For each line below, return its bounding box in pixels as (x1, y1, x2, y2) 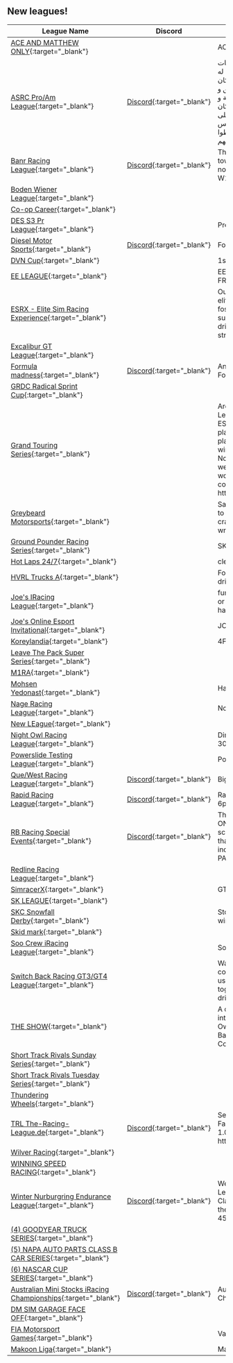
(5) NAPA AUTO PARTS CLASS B (10, 1244, 118, 1254)
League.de (10, 1127, 46, 1137)
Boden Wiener (10, 184, 58, 194)
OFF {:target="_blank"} (10, 1313, 83, 1323)
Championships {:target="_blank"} (10, 1293, 121, 1303)
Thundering (10, 1090, 49, 1099)
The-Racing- (25, 1119, 70, 1128)
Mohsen (10, 679, 37, 688)
